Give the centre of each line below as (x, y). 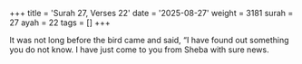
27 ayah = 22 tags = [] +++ (60, 23)
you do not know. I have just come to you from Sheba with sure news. (139, 50)
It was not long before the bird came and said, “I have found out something (149, 40)
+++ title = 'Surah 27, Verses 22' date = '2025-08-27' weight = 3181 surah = (151, 13)
